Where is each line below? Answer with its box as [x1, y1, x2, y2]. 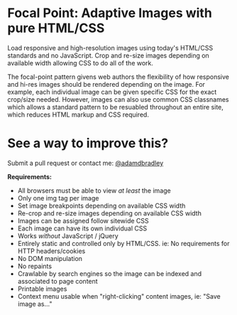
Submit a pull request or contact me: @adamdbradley [7, 159, 164, 167]
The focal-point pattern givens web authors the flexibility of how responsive [7, 73, 229, 81]
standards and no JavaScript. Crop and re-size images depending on [7, 51, 209, 60]
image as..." [17, 299, 53, 308]
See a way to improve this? [7, 135, 169, 151]
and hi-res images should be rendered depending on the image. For [7, 80, 206, 88]
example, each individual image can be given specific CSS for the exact [7, 87, 217, 96]
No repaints [17, 262, 52, 270]
